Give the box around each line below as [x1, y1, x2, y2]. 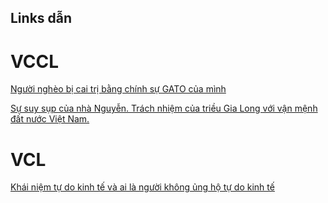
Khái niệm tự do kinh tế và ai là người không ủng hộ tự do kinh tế [10, 181, 275, 193]
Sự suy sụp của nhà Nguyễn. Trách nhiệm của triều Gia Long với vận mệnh [10, 102, 318, 115]
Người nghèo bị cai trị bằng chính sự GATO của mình [10, 83, 227, 95]
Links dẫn [10, 10, 73, 27]
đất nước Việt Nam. [10, 113, 90, 125]
